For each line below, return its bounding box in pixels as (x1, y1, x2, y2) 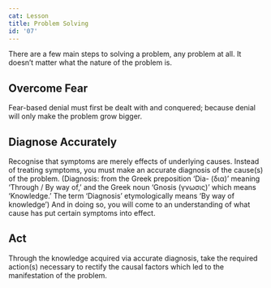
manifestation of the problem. (8, 270, 108, 280)
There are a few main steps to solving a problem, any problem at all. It (8, 49, 242, 59)
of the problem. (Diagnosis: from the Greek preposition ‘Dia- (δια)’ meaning (8, 174, 260, 183)
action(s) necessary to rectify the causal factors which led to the (8, 261, 225, 272)
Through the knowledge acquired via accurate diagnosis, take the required (8, 253, 258, 263)
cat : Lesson (8, 11, 49, 20)
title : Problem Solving (8, 19, 89, 28)
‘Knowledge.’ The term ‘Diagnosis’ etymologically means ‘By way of (8, 191, 235, 200)
